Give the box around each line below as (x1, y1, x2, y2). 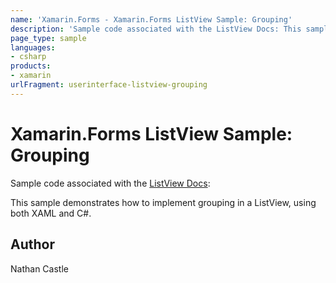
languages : (10, 42, 56, 53)
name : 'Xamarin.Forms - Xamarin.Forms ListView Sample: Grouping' (10, 14, 293, 25)
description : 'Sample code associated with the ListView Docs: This (10, 24, 302, 34)
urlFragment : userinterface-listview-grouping (10, 80, 208, 90)
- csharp (10, 52, 47, 62)
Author (10, 236, 55, 253)
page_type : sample (10, 33, 87, 43)
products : (10, 61, 52, 71)
